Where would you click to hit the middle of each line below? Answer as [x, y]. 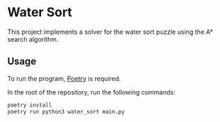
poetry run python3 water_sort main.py [66, 111]
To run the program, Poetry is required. [64, 78]
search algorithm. [33, 39]
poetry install [30, 105]
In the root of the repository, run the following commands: [91, 92]
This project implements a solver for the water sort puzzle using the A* [110, 32]
